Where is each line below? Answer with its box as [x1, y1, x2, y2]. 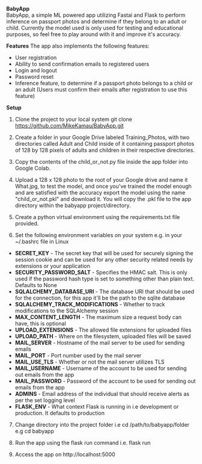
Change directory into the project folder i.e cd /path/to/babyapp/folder [14, 421, 190, 428]
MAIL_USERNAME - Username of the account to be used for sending [14, 365, 187, 372]
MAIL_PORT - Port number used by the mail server [14, 352, 142, 359]
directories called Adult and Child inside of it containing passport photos [14, 140, 194, 147]
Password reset [14, 73, 54, 80]
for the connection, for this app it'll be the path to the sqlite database [14, 294, 185, 302]
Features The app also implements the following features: [6, 42, 150, 49]
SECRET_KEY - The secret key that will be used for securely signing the [14, 250, 194, 256]
